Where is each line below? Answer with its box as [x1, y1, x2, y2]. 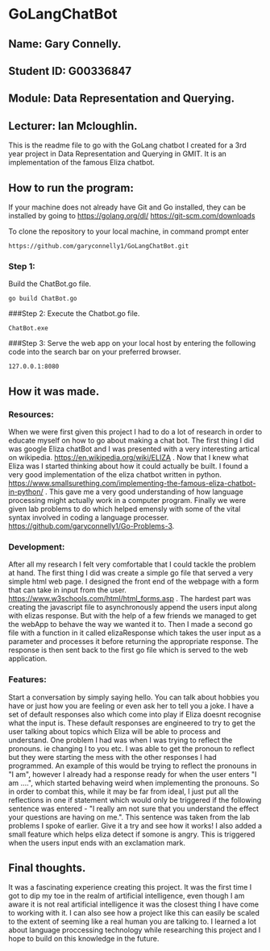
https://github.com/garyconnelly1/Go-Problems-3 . [8, 521, 175, 530]
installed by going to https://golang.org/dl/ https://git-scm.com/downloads [8, 210, 255, 220]
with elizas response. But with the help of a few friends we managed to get [8, 611, 257, 621]
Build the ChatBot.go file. [8, 279, 91, 289]
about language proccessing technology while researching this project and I [8, 925, 261, 935]
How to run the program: [8, 181, 135, 194]
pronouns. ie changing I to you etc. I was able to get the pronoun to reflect [8, 743, 255, 754]
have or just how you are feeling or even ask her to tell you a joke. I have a [8, 700, 255, 710]
